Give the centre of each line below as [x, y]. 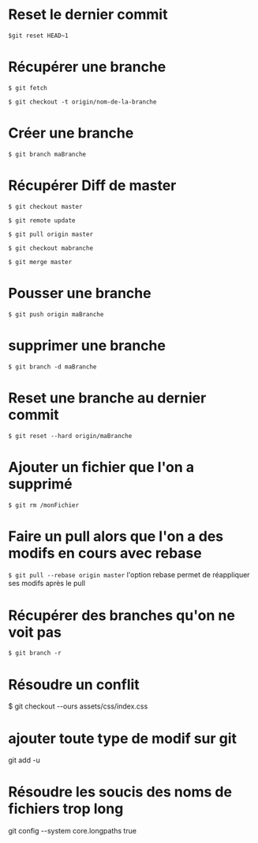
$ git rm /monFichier [44, 505]
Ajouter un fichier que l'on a [101, 467]
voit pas [35, 632]
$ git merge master [40, 262]
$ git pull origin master [50, 234]
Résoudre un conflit [74, 684]
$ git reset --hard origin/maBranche [70, 436]
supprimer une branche [87, 345]
